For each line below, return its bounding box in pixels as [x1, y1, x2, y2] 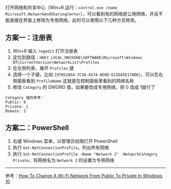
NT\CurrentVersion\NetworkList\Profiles [12, 60, 100, 65]
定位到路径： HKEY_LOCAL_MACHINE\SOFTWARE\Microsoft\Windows [12, 54, 142, 60]
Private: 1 [5, 104, 28, 109]
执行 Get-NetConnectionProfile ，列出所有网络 [12, 144, 109, 150]
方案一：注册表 [5, 34, 52, 42]
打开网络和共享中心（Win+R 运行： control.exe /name [5, 5, 118, 10]
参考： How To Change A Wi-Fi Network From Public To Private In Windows [5, 172, 163, 179]
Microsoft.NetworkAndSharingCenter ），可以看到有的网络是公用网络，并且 [5, 11, 159, 17]
